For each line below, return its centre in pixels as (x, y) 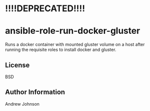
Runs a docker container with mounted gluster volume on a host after (75, 44)
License (17, 65)
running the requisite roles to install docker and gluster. (61, 50)
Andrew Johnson (22, 104)
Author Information (35, 92)
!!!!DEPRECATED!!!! (45, 9)
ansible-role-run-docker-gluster (73, 31)
